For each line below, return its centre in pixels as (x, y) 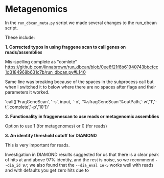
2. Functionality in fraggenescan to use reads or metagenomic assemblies (82, 116)
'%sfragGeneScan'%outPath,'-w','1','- (119, 101)
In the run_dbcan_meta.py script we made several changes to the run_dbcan (81, 23)
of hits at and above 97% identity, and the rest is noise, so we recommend (80, 160)
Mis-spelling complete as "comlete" (41, 61)
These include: (20, 37)
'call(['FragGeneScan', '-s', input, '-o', (43, 101)
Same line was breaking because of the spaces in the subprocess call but (79, 82)
